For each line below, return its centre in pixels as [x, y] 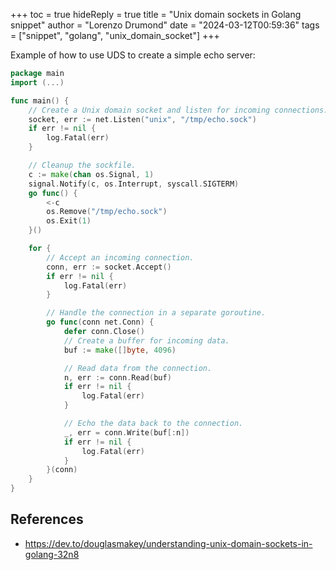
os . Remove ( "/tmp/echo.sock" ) [107, 212]
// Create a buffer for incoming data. [146, 340]
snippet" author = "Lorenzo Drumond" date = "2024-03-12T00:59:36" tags [165, 25]
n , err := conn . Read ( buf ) [117, 377]
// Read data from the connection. [138, 368]
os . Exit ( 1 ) [69, 221]
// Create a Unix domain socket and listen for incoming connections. [178, 110]
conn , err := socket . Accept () [109, 267]
